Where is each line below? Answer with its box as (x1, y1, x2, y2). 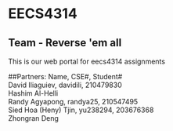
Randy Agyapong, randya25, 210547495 (8, 97, 139, 106)
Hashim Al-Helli (8, 89, 59, 98)
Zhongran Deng (8, 114, 59, 122)
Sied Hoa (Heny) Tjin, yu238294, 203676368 (8, 105, 154, 115)
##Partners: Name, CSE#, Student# (8, 72, 123, 81)
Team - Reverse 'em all (8, 36, 122, 49)
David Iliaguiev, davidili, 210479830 (8, 80, 123, 89)
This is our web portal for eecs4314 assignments (8, 56, 166, 66)
